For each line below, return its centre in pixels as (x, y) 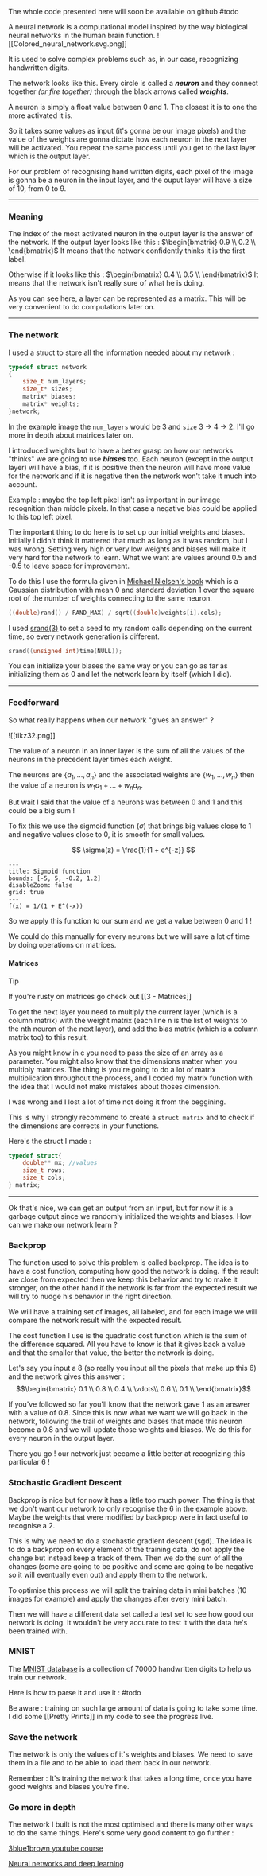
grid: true (26, 893)
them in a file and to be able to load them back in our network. (110, 1763)
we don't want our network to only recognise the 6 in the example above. (128, 1508)
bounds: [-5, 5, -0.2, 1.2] (55, 878)
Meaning (26, 216)
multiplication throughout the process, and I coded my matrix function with (130, 1078)
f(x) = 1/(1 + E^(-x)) (46, 906)
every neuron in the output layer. (62, 1438)
